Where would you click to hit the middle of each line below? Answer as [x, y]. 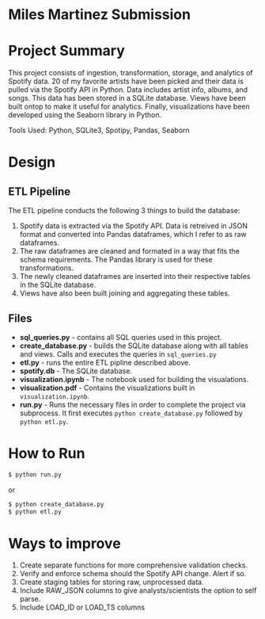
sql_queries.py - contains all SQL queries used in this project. [121, 337]
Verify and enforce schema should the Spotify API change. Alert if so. [133, 574]
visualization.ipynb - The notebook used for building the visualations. [134, 379]
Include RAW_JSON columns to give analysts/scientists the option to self [138, 590]
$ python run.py [35, 474]
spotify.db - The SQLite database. [76, 371]
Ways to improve [64, 543]
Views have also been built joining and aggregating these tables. [125, 293]
